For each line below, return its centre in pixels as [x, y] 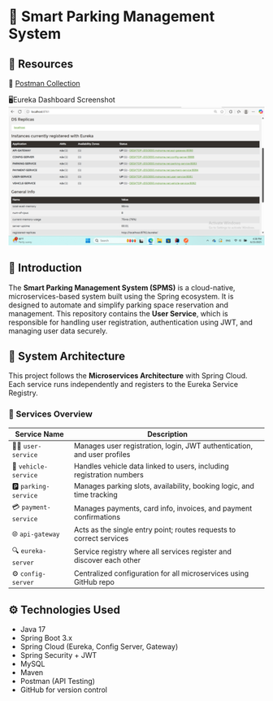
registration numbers [108, 474]
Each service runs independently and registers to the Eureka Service [123, 385]
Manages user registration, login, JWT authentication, [163, 446]
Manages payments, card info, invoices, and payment [163, 508]
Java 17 [33, 629]
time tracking [95, 494]
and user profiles [102, 455]
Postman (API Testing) [58, 681]
